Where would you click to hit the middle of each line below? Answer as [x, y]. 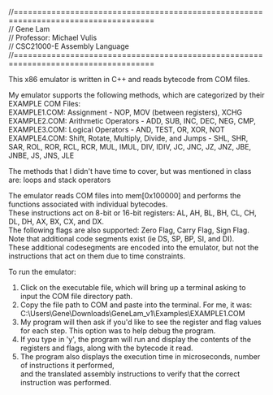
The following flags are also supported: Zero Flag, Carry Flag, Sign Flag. [129, 230]
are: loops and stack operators [60, 180]
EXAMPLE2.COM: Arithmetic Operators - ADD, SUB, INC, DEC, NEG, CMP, [132, 121]
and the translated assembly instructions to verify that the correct [130, 374]
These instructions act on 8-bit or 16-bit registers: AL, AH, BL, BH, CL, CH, [133, 213]
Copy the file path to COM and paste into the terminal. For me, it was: [136, 305]
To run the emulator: [43, 272]
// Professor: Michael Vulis [53, 37]
